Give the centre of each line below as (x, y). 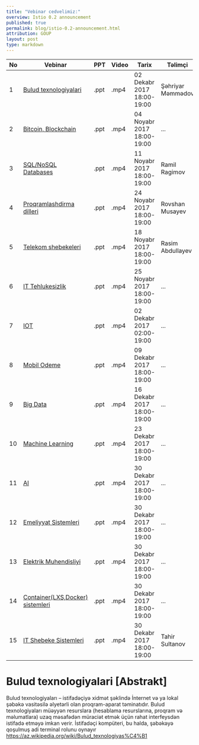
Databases (38, 172)
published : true (26, 23)
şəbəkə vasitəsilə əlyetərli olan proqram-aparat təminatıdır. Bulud (85, 704)
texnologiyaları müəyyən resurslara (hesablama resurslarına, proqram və (94, 711)
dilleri (31, 211)
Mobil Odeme (42, 364)
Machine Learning (49, 443)
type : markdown (25, 45)
